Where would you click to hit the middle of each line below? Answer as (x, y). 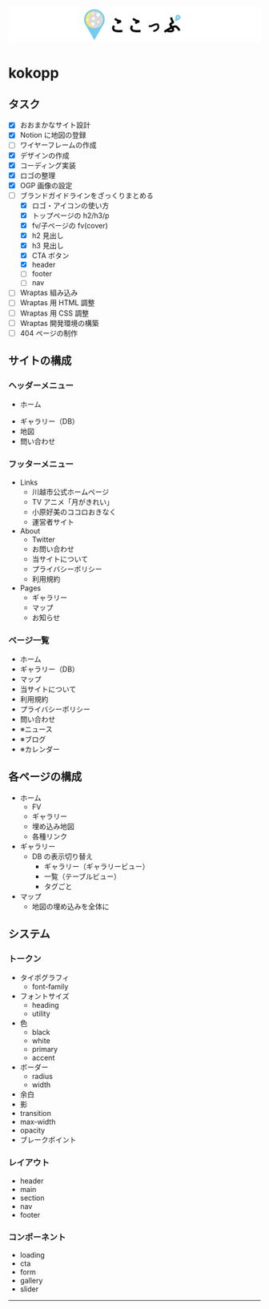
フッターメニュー (41, 465)
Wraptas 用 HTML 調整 (57, 303)
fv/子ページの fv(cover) (70, 225)
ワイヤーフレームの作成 (58, 145)
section (32, 1198)
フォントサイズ (44, 997)
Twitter (44, 539)
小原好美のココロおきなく (74, 512)
